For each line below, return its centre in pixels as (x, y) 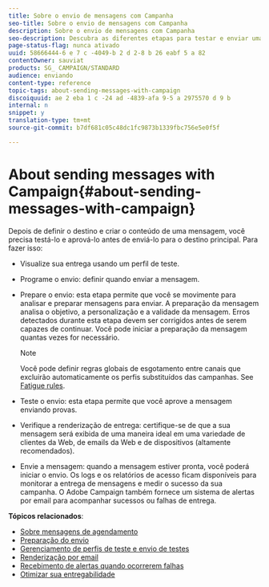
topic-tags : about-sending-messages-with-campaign (94, 90)
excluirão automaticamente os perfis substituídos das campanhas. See (137, 377)
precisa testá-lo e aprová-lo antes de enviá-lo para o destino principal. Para (133, 239)
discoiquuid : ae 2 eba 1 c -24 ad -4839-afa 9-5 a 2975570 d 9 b (119, 98)
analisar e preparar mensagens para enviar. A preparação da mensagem (139, 303)
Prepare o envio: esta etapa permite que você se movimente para (128, 295)
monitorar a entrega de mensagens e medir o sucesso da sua (121, 483)
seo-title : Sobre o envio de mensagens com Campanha (98, 23)
